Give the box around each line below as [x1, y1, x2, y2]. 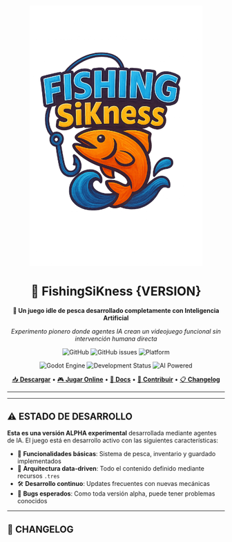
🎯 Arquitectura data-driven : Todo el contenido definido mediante [17, 464, 205, 473]
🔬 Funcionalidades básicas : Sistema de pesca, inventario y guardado [17, 450, 216, 458]
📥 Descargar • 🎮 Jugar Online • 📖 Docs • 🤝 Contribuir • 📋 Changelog [12, 375, 220, 383]
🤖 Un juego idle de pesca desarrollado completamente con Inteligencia [12, 306, 220, 314]
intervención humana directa [75, 334, 157, 343]
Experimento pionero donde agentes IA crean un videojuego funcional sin [11, 327, 221, 335]
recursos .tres [17, 472, 60, 480]
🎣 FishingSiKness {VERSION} [30, 283, 202, 299]
